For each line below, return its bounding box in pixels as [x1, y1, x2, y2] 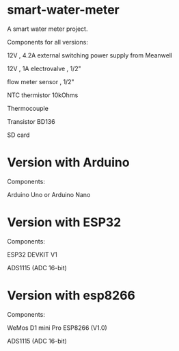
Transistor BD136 [7, 117, 56, 125]
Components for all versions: [7, 38, 89, 46]
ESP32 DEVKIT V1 [7, 250, 58, 259]
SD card [7, 131, 30, 139]
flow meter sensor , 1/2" [7, 77, 74, 86]
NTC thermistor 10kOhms [7, 91, 79, 99]
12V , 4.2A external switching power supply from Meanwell [7, 51, 173, 60]
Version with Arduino [7, 155, 130, 170]
